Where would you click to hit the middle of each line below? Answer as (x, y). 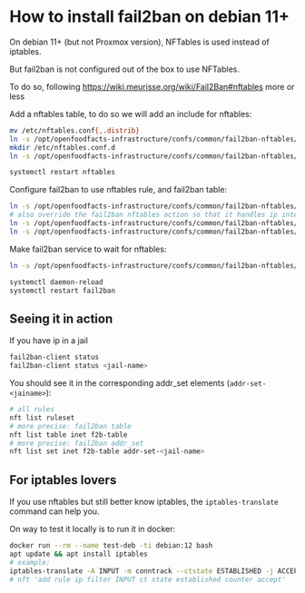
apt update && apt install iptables (79, 554)
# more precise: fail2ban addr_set (77, 443)
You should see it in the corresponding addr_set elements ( (119, 383)
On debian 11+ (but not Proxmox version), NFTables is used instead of (140, 42)
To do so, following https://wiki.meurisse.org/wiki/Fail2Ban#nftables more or (152, 86)
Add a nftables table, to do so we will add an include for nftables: (131, 114)
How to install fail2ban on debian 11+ (150, 17)
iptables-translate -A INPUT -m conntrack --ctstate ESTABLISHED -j (142, 571)
